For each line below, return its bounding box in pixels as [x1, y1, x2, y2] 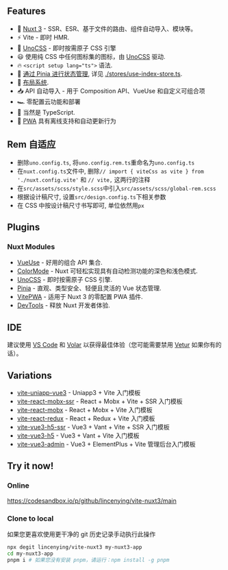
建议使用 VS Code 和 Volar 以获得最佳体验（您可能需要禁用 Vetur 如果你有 [7, 341, 216, 349]
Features [7, 5, 46, 17]
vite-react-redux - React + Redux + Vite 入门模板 [16, 414, 155, 423]
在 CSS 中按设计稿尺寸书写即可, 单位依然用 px [16, 201, 145, 209]
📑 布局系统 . [16, 78, 49, 86]
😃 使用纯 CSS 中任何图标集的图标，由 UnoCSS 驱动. [16, 52, 166, 60]
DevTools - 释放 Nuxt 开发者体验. [16, 301, 111, 309]
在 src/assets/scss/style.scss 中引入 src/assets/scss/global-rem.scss [16, 184, 216, 192]
